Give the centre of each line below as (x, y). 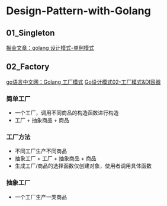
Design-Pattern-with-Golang (78, 11)
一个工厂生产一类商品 (41, 197)
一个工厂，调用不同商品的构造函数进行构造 (67, 113)
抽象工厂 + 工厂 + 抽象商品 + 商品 (55, 159)
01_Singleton (30, 33)
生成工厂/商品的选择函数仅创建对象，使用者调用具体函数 (83, 166)
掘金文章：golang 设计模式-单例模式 (50, 48)
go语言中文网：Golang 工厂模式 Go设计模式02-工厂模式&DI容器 (83, 82)
